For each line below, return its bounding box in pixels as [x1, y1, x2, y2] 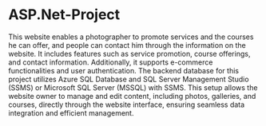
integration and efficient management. [8, 108, 134, 117]
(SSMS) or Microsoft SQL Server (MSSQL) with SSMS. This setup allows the [8, 82, 258, 93]
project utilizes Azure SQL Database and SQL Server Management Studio [8, 74, 249, 84]
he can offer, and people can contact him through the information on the [8, 40, 246, 49]
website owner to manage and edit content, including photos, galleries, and [8, 91, 256, 100]
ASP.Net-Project [8, 6, 121, 24]
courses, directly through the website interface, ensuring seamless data [8, 100, 245, 109]
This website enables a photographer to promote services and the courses [8, 32, 254, 41]
